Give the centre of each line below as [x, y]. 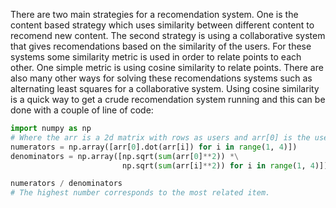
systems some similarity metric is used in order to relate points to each [156, 57]
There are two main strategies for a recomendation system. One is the [154, 14]
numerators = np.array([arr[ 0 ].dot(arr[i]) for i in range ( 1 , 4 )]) [154, 147]
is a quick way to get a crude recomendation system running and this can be [168, 99]
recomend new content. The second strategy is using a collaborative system [168, 35]
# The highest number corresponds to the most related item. [140, 193]
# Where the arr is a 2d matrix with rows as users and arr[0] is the [160, 137]
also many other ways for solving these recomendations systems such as [161, 78]
